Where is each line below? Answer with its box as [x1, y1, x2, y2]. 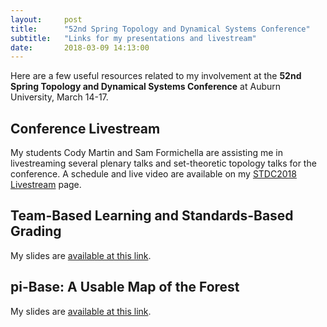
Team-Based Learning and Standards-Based [10, 207, 294, 225]
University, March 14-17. [10, 91, 109, 103]
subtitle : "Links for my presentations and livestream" [10, 33, 257, 43]
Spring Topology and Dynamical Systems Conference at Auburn [10, 81, 282, 93]
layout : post [10, 14, 83, 25]
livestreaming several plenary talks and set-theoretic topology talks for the [10, 157, 317, 170]
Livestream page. [10, 179, 82, 191]
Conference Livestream [10, 120, 161, 137]
